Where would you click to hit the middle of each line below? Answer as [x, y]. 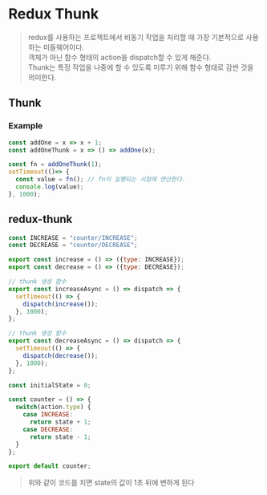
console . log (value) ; [50, 187]
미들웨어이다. [63, 47]
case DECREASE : [48, 429]
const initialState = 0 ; [50, 385]
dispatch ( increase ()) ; [61, 304]
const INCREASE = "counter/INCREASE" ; [73, 237]
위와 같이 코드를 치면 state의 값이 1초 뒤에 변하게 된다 [111, 483]
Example [26, 126]
